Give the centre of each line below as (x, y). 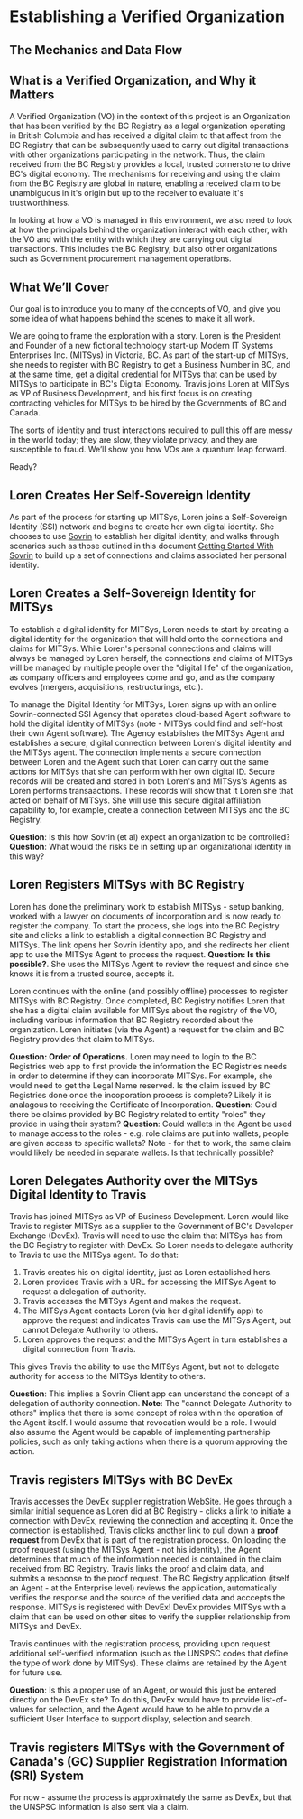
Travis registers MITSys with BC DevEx (121, 1480)
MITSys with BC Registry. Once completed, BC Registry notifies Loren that (147, 1001)
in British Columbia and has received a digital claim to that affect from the (146, 135)
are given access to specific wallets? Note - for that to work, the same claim (151, 1143)
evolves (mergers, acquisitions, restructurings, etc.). (106, 686)
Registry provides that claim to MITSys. (82, 1039)
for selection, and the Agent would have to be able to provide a (152, 1710)
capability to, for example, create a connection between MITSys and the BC (150, 809)
